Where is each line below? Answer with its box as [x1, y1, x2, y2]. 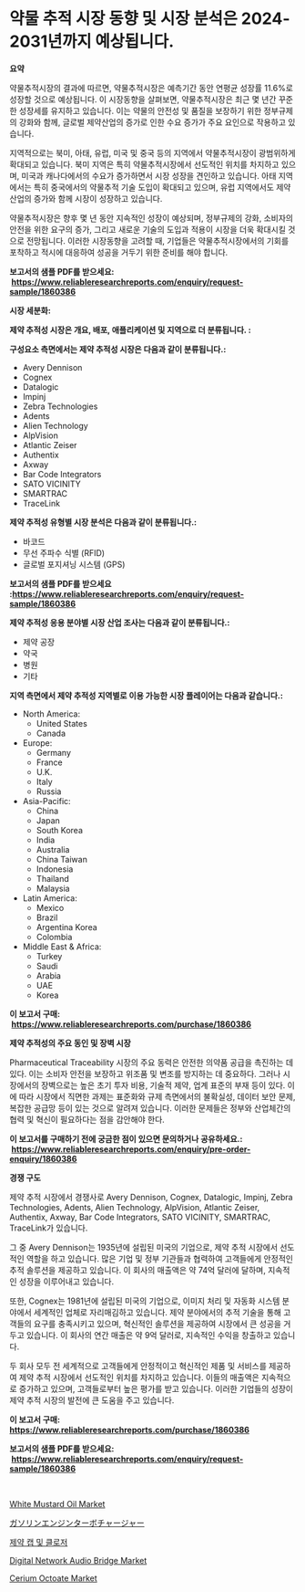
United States [36, 717, 88, 728]
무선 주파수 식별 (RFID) [22, 547, 106, 558]
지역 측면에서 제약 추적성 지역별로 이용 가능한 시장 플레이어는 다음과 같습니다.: [9, 690, 284, 701]
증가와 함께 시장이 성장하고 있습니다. [33, 193, 163, 204]
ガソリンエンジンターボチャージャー [9, 1517, 145, 1528]
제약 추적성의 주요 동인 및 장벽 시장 [9, 1037, 132, 1048]
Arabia [36, 969, 62, 981]
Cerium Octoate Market [9, 1572, 97, 1584]
